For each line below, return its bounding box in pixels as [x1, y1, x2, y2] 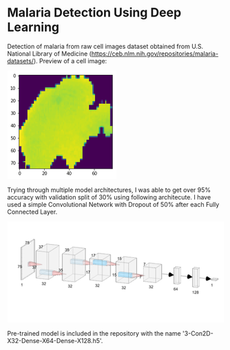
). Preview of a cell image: [33, 56, 107, 65]
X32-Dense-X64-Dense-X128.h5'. [7, 337, 103, 345]
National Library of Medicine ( [7, 50, 92, 58]
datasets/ [7, 56, 34, 65]
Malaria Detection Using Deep [7, 5, 182, 21]
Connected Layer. [7, 208, 58, 216]
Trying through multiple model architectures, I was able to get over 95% [7, 186, 211, 194]
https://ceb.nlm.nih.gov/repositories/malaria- [91, 50, 219, 58]
